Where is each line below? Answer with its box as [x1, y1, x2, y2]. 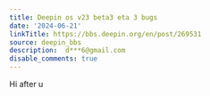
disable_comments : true [9, 54, 98, 63]
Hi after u [9, 79, 44, 89]
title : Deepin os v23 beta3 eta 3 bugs [9, 12, 158, 22]
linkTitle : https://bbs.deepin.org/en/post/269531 [9, 29, 202, 38]
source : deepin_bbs [9, 37, 82, 47]
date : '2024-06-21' [9, 21, 82, 30]
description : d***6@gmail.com [9, 46, 126, 55]
